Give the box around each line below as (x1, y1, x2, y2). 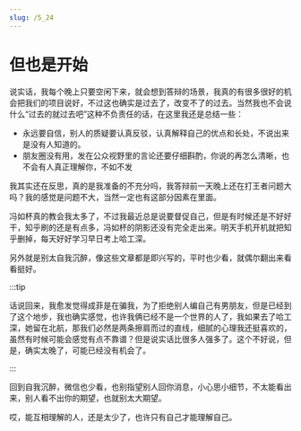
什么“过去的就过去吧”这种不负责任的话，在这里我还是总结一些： (9, 109, 245, 119)
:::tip (9, 281, 26, 292)
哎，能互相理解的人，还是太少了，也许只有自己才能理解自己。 (9, 411, 237, 422)
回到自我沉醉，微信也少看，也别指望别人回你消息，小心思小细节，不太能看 (9, 381, 284, 391)
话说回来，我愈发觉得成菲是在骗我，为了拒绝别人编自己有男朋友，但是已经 (9, 300, 284, 311)
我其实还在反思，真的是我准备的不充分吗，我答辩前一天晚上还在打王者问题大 (9, 180, 292, 191)
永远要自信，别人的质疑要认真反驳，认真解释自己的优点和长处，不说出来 (21, 128, 289, 138)
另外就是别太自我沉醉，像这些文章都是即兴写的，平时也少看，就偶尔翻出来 (9, 252, 284, 263)
